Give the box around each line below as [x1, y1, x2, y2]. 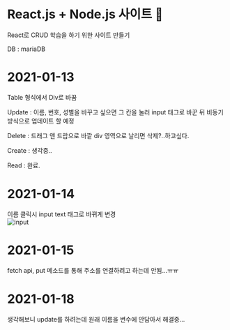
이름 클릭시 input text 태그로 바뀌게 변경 [7, 210, 116, 218]
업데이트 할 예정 [31, 117, 75, 125]
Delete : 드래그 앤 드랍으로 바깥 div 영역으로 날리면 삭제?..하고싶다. [7, 131, 190, 140]
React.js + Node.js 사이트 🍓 [7, 6, 164, 22]
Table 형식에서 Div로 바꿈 [7, 93, 77, 101]
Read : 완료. [7, 161, 40, 170]
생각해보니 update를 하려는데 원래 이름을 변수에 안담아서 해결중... [7, 315, 185, 323]
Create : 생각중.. [7, 146, 52, 154]
